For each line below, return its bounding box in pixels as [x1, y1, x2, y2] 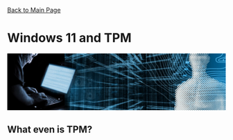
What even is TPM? [7, 124, 92, 136]
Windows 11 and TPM [7, 30, 132, 46]
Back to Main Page [7, 6, 61, 14]
